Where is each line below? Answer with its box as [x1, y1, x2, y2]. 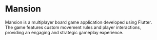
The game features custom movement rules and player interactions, [5, 24, 141, 30]
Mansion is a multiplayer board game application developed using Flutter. [5, 19, 152, 25]
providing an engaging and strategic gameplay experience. [5, 29, 123, 35]
